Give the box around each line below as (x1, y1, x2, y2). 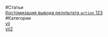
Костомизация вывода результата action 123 (5, 10, 103, 16)
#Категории (5, 15, 31, 21)
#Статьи (5, 5, 24, 10)
